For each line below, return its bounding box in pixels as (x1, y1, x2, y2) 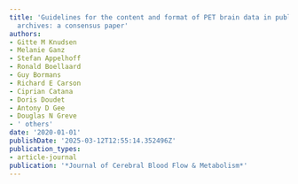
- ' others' (9, 120, 53, 129)
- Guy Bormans (9, 71, 62, 80)
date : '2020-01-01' (9, 128, 82, 137)
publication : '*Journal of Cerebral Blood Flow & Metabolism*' (9, 161, 248, 170)
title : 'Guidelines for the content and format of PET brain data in (9, 12, 272, 22)
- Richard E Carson (9, 79, 82, 88)
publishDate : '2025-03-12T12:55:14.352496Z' (9, 136, 176, 145)
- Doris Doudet (9, 95, 66, 104)
